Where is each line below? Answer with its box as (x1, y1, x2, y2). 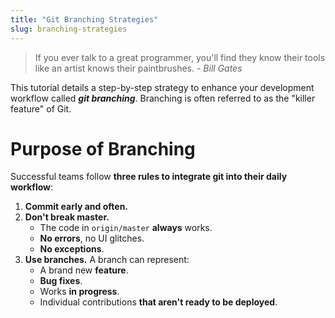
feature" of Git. (10, 102, 72, 115)
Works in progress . (39, 286, 120, 298)
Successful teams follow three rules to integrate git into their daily (10, 171, 288, 183)
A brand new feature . (39, 264, 129, 276)
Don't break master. (24, 211, 110, 223)
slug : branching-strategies (10, 24, 128, 34)
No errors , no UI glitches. (39, 232, 145, 245)
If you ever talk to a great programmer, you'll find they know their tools (34, 51, 326, 63)
